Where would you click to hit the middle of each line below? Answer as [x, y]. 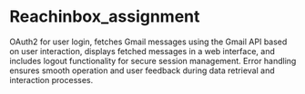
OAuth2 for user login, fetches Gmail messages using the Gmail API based [148, 42]
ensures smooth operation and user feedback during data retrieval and [142, 70]
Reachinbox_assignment [105, 17]
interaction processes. [51, 80]
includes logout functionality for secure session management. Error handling [153, 61]
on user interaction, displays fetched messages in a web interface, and [142, 51]
